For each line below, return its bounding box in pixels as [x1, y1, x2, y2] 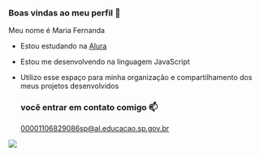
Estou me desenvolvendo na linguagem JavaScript [19, 57, 190, 67]
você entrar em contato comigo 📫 [19, 102, 158, 113]
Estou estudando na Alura [19, 41, 107, 51]
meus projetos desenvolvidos [19, 81, 119, 91]
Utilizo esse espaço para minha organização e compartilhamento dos [19, 73, 253, 82]
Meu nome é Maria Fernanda [8, 26, 106, 36]
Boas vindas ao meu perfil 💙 [8, 7, 121, 19]
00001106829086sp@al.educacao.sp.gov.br [19, 123, 170, 133]
